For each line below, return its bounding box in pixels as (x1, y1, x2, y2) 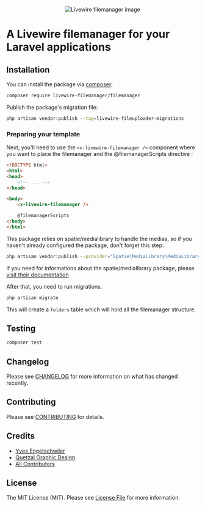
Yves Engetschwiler (15, 447, 65, 454)
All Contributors (15, 460, 55, 467)
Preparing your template (6, 130, 81, 138)
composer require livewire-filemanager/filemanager (6, 92, 140, 98)
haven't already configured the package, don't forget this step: (6, 242, 164, 249)
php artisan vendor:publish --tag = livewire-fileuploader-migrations (6, 115, 184, 122)
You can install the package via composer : (6, 81, 113, 88)
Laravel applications (6, 40, 111, 54)
